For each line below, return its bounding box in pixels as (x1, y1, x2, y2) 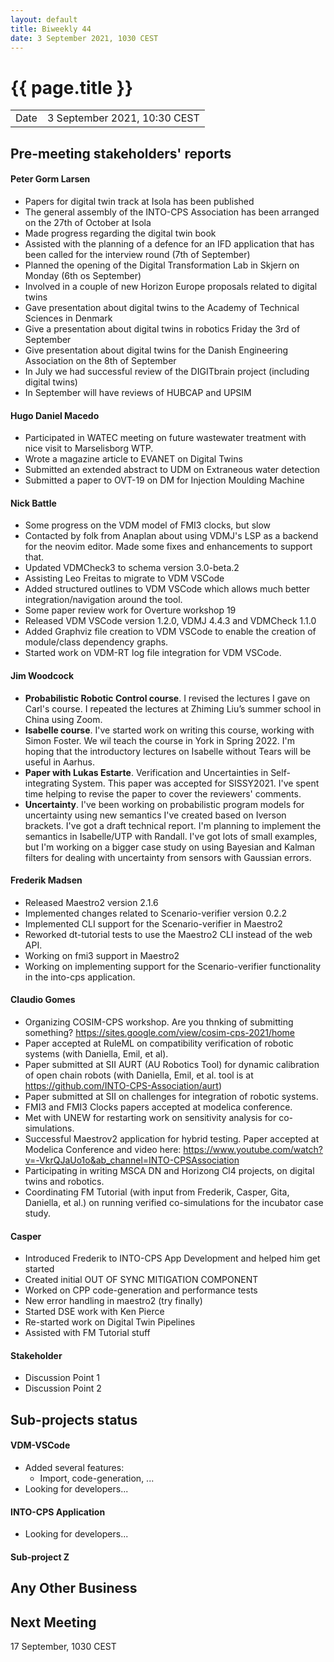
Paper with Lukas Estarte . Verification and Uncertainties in (24, 766, 269, 778)
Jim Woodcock (10, 669, 75, 681)
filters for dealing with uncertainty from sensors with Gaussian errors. (24, 851, 312, 863)
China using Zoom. (24, 713, 103, 725)
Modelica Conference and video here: (24, 1143, 182, 1155)
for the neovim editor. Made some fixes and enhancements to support (24, 541, 313, 553)
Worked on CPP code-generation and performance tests (24, 1284, 258, 1296)
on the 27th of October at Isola (24, 216, 152, 228)
